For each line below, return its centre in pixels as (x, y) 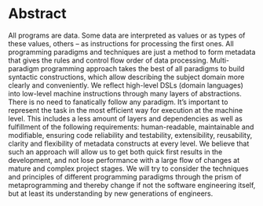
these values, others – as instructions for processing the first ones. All (121, 43)
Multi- (220, 60)
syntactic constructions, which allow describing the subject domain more (126, 77)
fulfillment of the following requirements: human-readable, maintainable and (131, 127)
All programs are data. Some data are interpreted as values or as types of (127, 35)
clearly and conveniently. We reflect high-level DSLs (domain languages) (126, 85)
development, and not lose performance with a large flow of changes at (124, 160)
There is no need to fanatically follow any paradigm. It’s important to (118, 102)
